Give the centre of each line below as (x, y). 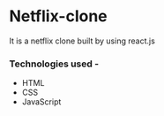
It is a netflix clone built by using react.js (82, 41)
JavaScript (41, 102)
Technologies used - (54, 64)
